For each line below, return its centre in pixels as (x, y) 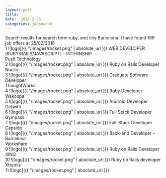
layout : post (19, 10)
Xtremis (13, 165)
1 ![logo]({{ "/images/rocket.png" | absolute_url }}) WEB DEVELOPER (75, 48)
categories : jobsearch (29, 24)
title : (12, 14)
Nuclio (12, 70)
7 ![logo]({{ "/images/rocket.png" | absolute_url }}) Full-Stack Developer (79, 123)
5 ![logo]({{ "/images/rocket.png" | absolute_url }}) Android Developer (77, 101)
